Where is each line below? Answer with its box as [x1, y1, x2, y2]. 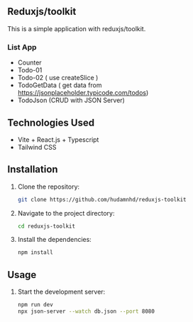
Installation [7, 163, 58, 176]
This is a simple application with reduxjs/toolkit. [7, 24, 146, 33]
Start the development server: [17, 287, 106, 296]
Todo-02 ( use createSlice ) [17, 74, 99, 82]
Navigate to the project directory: [17, 209, 115, 217]
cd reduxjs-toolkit [17, 223, 76, 230]
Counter [17, 58, 42, 67]
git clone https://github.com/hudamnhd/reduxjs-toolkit [17, 196, 187, 203]
